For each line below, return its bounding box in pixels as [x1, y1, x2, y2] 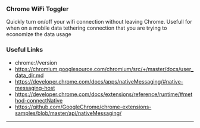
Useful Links [6, 46, 43, 54]
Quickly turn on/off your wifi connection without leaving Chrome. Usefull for [6, 18, 192, 25]
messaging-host [14, 84, 55, 91]
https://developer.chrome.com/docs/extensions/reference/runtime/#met [14, 91, 193, 98]
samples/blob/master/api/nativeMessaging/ [14, 109, 122, 117]
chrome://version [14, 59, 58, 66]
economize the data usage [6, 31, 71, 38]
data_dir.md [14, 72, 44, 79]
